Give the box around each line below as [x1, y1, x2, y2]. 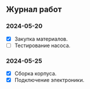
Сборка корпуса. [14, 70, 57, 77]
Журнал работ [6, 5, 62, 15]
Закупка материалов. [14, 35, 68, 42]
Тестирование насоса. [14, 42, 71, 49]
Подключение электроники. [14, 77, 85, 84]
